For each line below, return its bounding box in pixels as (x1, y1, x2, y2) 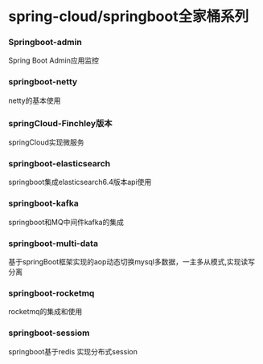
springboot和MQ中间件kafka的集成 (8, 217, 125, 227)
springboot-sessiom (8, 327, 90, 338)
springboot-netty (8, 76, 78, 88)
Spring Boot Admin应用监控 (8, 55, 99, 65)
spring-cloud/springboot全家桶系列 (8, 7, 249, 26)
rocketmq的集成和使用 (8, 307, 83, 317)
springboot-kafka (8, 198, 79, 209)
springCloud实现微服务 (8, 137, 84, 147)
